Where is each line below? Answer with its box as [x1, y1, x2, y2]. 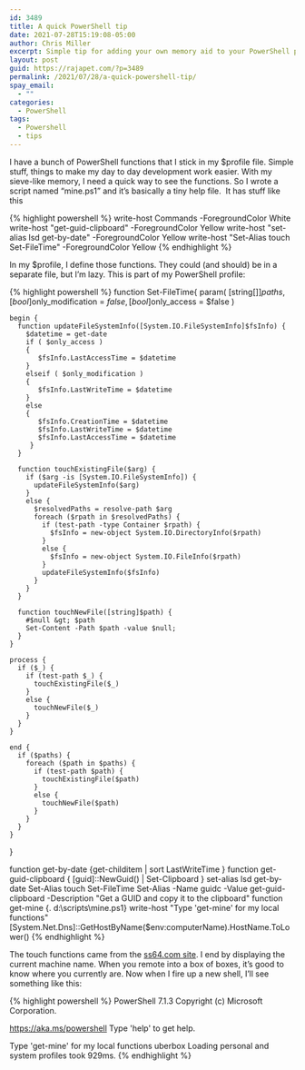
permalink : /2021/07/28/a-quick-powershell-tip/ [9, 73, 197, 82]
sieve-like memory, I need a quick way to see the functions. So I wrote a [9, 175, 279, 186]
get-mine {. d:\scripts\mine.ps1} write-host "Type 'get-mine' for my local [9, 902, 280, 913]
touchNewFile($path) [42, 798, 120, 807]
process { [9, 655, 47, 664]
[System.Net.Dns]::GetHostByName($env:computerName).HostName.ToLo [9, 921, 290, 932]
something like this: [9, 977, 83, 988]
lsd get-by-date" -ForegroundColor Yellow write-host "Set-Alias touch [28, 232, 290, 243]
